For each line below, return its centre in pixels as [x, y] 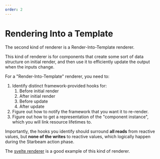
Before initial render [39, 91]
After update [32, 106]
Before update [34, 101]
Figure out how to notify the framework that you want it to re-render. [80, 111]
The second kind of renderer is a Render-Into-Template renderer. [70, 47]
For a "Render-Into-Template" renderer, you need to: [57, 76]
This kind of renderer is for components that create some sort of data [74, 56]
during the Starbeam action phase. [40, 141]
